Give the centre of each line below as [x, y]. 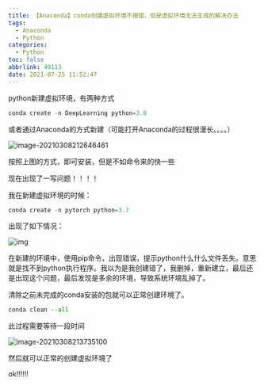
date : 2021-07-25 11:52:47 [53, 74]
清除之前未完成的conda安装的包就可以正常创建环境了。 [98, 295]
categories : [28, 45]
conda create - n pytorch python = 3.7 [69, 210]
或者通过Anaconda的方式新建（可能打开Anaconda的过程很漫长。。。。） [121, 129]
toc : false [26, 60]
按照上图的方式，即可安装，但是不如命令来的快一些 [92, 161]
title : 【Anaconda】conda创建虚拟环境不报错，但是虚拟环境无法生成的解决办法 [124, 15]
